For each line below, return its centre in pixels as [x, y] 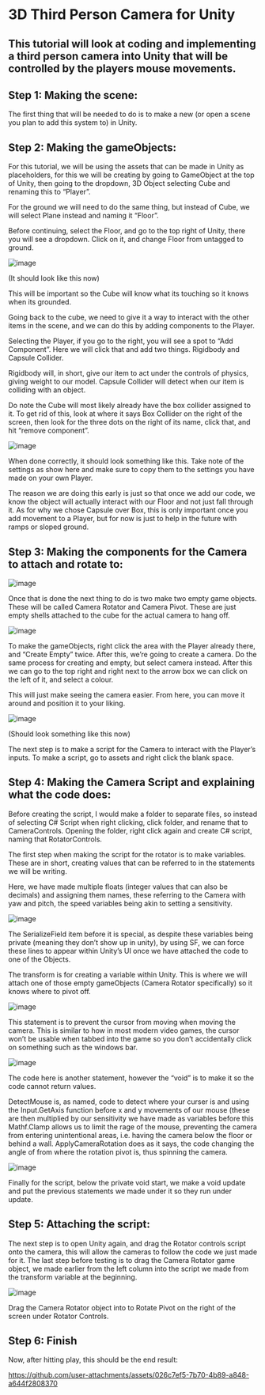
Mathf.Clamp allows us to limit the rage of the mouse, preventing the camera [132, 1127]
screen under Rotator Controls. [59, 1316]
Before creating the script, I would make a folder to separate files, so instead [133, 814]
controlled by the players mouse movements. [122, 68]
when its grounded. [40, 302]
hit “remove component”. [49, 431]
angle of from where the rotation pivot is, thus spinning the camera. [118, 1151]
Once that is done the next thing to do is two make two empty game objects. [132, 599]
